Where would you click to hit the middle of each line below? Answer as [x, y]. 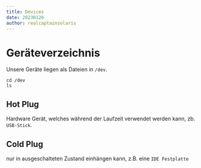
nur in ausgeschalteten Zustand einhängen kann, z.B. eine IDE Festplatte [97, 158]
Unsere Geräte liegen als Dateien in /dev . [57, 69]
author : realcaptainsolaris [41, 23]
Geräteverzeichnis [53, 53]
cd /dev [16, 81]
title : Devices [25, 12]
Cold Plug [25, 144]
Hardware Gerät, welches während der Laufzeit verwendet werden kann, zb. [101, 119]
